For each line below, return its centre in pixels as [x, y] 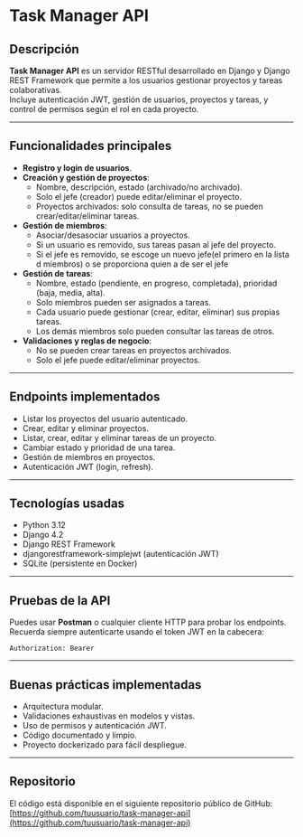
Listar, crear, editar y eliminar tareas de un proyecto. [119, 437]
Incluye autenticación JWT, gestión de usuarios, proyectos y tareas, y [139, 99]
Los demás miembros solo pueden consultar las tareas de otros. [155, 331]
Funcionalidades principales [91, 146]
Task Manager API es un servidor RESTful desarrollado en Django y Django [150, 71]
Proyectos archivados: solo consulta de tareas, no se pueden [149, 206]
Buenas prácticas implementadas [106, 685]
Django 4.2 [43, 535]
